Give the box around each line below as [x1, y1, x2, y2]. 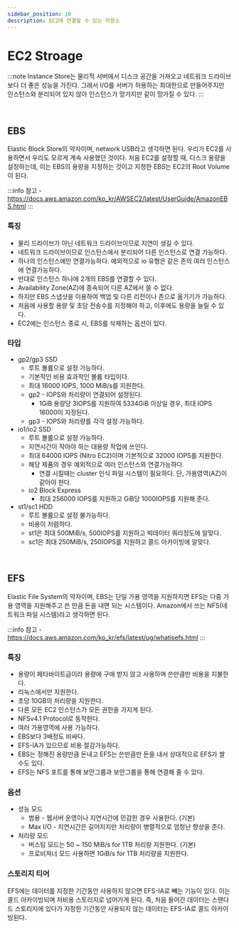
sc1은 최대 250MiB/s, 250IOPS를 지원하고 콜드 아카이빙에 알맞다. [28, 537, 211, 546]
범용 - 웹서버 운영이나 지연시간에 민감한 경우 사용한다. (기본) [28, 813, 196, 823]
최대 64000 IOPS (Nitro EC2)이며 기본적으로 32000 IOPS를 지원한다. [28, 451, 224, 459]
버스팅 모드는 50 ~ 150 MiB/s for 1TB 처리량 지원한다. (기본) [28, 840, 196, 849]
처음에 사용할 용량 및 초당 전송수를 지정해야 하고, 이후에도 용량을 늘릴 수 [17, 301, 217, 310]
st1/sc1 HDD [17, 502, 53, 511]
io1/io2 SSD [17, 424, 52, 433]
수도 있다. [17, 758, 45, 767]
